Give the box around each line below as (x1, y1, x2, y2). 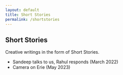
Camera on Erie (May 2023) (12, 64, 71, 70)
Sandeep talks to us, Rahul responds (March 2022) (12, 59, 118, 65)
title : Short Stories (5, 12, 51, 17)
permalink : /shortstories (5, 17, 59, 22)
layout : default (5, 7, 39, 13)
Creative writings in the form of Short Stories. (5, 49, 100, 55)
